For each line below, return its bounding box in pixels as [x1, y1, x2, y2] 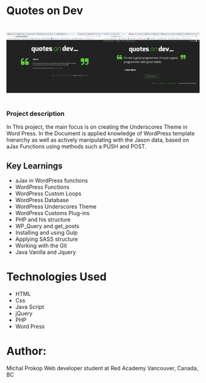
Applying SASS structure [15, 235, 78, 243]
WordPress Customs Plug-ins [15, 210, 90, 217]
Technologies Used [6, 270, 107, 284]
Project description [6, 109, 65, 118]
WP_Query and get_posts [15, 222, 80, 230]
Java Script [15, 303, 44, 310]
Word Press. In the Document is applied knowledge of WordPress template [6, 130, 195, 137]
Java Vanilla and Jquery [15, 249, 77, 256]
